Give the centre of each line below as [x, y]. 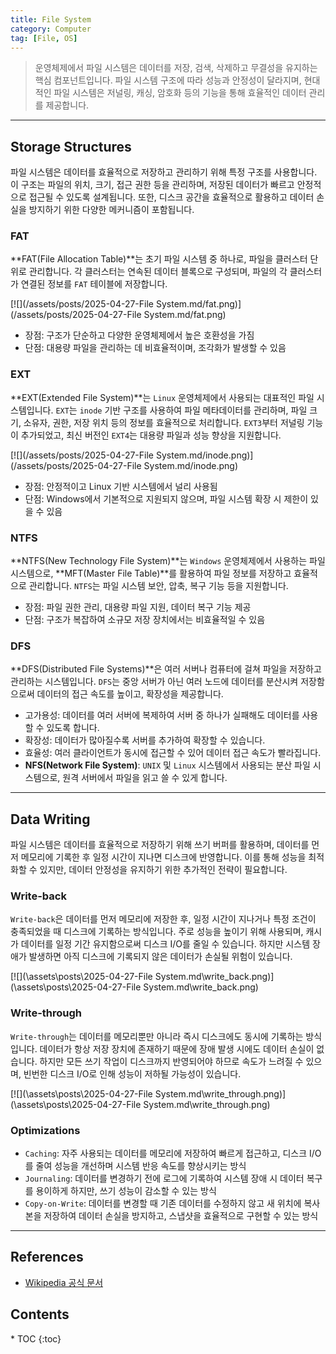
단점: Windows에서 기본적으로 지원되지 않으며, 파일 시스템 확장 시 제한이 [166, 498]
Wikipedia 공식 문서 [64, 1282]
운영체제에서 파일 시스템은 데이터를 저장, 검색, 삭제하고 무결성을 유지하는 [176, 68]
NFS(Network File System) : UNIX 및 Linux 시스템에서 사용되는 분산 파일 [167, 765]
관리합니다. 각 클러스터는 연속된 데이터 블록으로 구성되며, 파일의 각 [158, 272]
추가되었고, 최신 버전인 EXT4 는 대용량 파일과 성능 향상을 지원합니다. [151, 435]
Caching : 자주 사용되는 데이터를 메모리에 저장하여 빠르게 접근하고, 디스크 [166, 1153]
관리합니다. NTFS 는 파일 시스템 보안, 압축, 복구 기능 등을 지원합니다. [158, 586]
